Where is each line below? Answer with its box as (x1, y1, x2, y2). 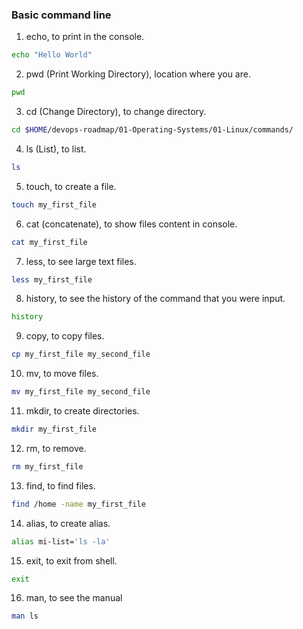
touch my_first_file (11, 199, 98, 210)
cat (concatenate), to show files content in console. (25, 218, 238, 230)
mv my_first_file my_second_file (11, 387, 151, 397)
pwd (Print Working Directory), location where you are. (25, 68, 251, 80)
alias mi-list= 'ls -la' (11, 536, 111, 547)
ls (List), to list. (25, 143, 87, 155)
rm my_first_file (11, 461, 84, 472)
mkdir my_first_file (11, 424, 98, 435)
